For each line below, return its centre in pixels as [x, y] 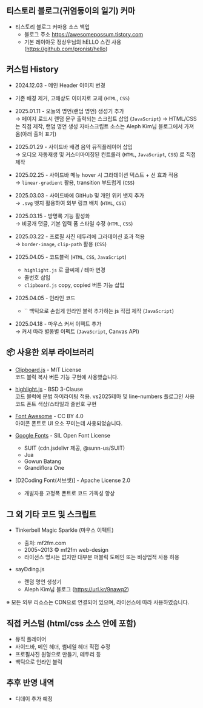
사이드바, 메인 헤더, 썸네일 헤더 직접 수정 [63, 647]
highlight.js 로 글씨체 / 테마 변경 [65, 270]
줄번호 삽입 [37, 277]
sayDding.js [30, 569]
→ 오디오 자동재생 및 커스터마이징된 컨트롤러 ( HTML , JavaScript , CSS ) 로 [100, 154]
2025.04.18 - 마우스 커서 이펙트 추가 [58, 323]
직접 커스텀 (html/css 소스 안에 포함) [71, 623]
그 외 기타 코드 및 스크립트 [52, 514]
